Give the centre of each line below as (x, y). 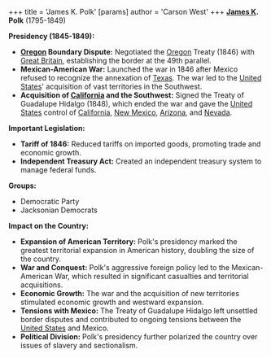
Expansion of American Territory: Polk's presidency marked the (129, 242)
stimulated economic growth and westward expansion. (112, 302)
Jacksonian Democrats (59, 210)
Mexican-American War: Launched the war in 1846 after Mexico (129, 69)
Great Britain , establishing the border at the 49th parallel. (116, 61)
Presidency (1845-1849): (52, 36)
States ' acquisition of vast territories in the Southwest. (111, 86)
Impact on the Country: (49, 226)
